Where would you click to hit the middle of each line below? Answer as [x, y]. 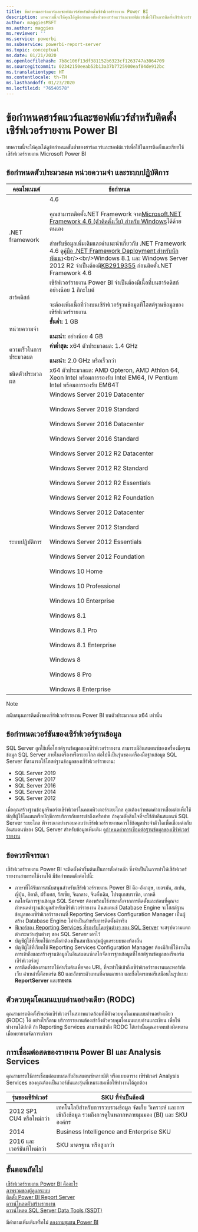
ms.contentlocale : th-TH [37, 77]
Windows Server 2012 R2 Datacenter [101, 453]
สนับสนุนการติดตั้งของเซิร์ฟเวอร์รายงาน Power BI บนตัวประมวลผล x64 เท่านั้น [84, 715]
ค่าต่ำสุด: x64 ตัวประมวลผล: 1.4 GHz [94, 345]
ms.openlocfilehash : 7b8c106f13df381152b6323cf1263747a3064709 [85, 61]
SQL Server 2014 [35, 792]
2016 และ [22, 1141]
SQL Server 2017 [35, 779]
